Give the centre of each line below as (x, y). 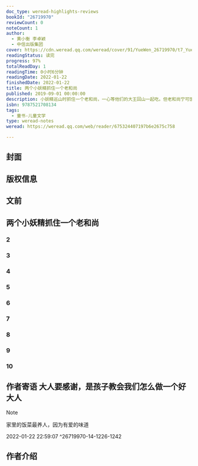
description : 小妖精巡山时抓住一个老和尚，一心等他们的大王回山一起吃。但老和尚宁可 (98, 99)
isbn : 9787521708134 (32, 105)
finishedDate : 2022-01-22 (38, 83)
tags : (13, 110)
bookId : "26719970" (30, 17)
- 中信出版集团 (27, 45)
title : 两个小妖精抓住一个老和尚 (42, 88)
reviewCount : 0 (25, 22)
